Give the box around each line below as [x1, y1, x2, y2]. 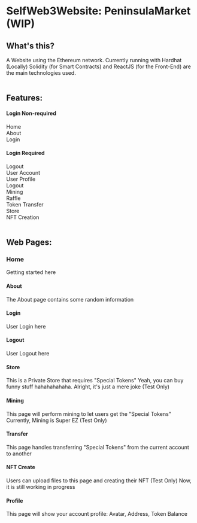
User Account [6, 169, 41, 176]
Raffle [6, 194, 21, 202]
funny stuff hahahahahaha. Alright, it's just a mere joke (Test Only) [6, 383, 169, 390]
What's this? [6, 41, 55, 51]
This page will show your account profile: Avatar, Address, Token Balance [6, 510, 187, 518]
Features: [6, 93, 43, 103]
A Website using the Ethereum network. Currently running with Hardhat [6, 57, 182, 63]
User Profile [6, 175, 36, 183]
